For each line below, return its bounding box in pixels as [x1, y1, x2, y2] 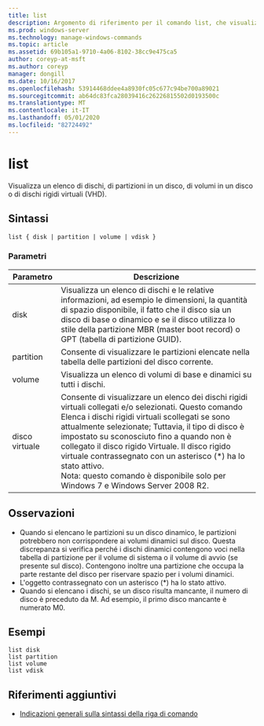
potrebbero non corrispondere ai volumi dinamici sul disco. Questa [19, 536, 236, 545]
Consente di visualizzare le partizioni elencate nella [60, 346, 250, 357]
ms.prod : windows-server [8, 26, 90, 34]
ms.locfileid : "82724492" [8, 121, 93, 129]
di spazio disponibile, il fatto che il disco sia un [60, 304, 232, 315]
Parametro [13, 271, 53, 282]
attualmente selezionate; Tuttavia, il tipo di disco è [60, 421, 245, 432]
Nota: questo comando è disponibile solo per [60, 470, 226, 481]
